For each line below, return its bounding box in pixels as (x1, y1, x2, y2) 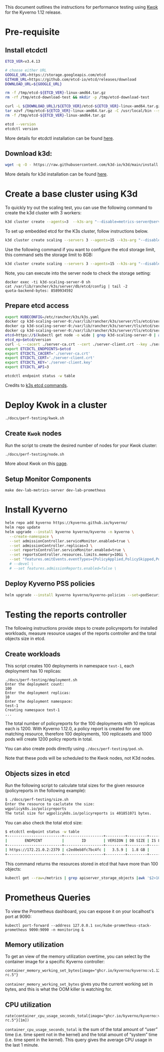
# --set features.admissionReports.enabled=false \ (9, 566, 117, 571)
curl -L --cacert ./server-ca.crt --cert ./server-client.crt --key (5, 342, 147, 347)
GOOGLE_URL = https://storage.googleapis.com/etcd (5, 72, 106, 77)
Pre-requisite (5, 26, 60, 38)
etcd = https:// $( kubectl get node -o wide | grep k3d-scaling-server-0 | (5, 333, 156, 338)
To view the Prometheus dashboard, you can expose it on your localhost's (5, 908, 154, 914)
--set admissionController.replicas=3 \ (9, 543, 93, 548)
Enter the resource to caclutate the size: (5, 801, 95, 806)
